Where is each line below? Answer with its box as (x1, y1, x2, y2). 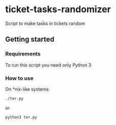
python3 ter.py (5, 114, 37, 120)
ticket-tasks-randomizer (5, 4, 111, 15)
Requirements (5, 50, 41, 57)
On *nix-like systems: (5, 86, 50, 92)
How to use (5, 75, 34, 82)
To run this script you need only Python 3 (5, 62, 92, 68)
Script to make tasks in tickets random (5, 20, 85, 26)
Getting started (5, 35, 55, 44)
